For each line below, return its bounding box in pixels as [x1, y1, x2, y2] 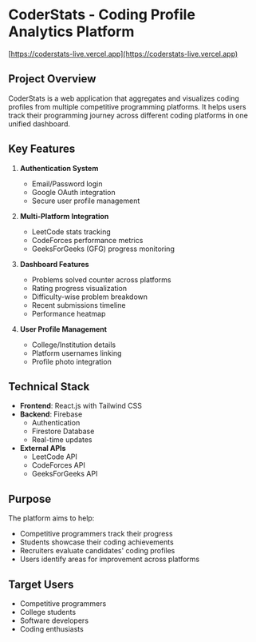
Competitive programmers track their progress [19, 529, 173, 539]
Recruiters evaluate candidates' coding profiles [19, 546, 175, 556]
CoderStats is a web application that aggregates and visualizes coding [8, 94, 239, 103]
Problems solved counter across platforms [31, 274, 171, 285]
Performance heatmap [31, 309, 106, 318]
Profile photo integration [31, 357, 112, 366]
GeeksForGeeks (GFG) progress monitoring [31, 244, 175, 253]
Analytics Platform [8, 22, 135, 41]
